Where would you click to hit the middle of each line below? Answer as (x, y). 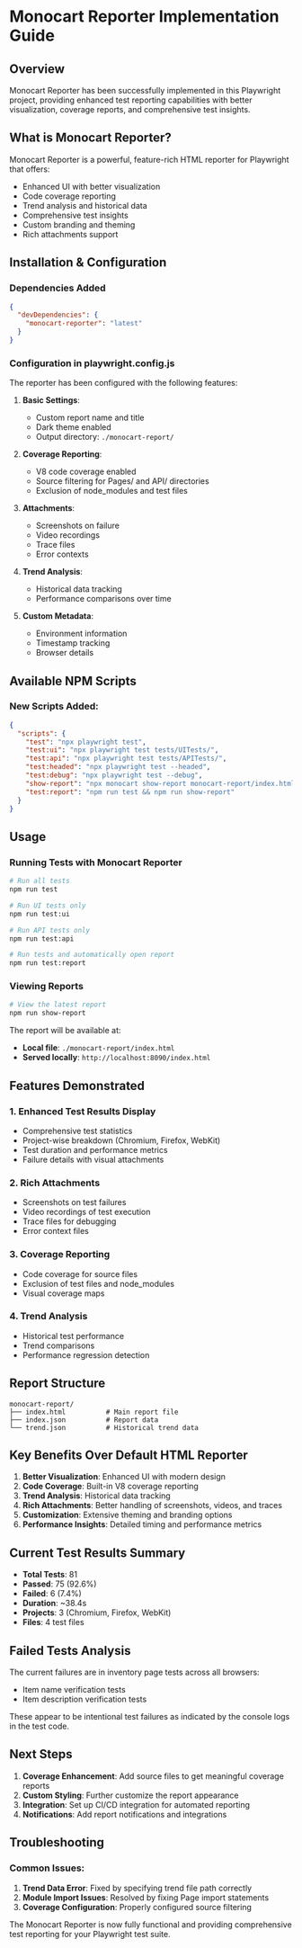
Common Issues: (47, 1868)
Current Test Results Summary (98, 1553)
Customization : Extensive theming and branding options (127, 1515)
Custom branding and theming (79, 224)
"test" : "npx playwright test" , (86, 742)
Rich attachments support (70, 234)
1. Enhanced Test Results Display (83, 1111)
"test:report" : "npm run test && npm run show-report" (130, 792)
